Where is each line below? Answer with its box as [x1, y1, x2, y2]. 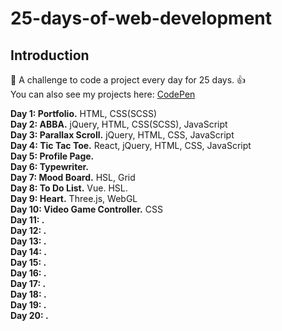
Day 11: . [10, 214, 45, 226]
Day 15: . [10, 257, 47, 268]
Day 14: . [10, 246, 47, 257]
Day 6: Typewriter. [10, 161, 89, 172]
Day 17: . [10, 278, 47, 289]
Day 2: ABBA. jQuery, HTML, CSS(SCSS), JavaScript [10, 118, 228, 130]
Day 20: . [10, 310, 49, 321]
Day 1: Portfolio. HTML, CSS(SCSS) [10, 108, 158, 119]
